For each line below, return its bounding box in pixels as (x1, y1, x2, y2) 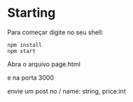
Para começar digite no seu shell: (7, 28, 104, 36)
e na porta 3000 (7, 73, 55, 82)
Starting (7, 5, 56, 21)
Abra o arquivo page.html (7, 59, 80, 68)
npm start (7, 48, 36, 54)
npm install (7, 41, 42, 48)
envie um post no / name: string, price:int (7, 87, 126, 95)
